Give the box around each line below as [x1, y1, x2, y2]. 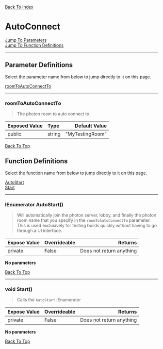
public [7, 131, 22, 137]
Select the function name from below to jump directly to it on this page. [5, 170, 147, 176]
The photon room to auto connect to [16, 111, 90, 117]
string [47, 131, 61, 137]
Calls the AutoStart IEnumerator [16, 297, 81, 303]
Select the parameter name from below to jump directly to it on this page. [5, 74, 151, 80]
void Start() [5, 286, 33, 293]
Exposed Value [7, 122, 43, 129]
